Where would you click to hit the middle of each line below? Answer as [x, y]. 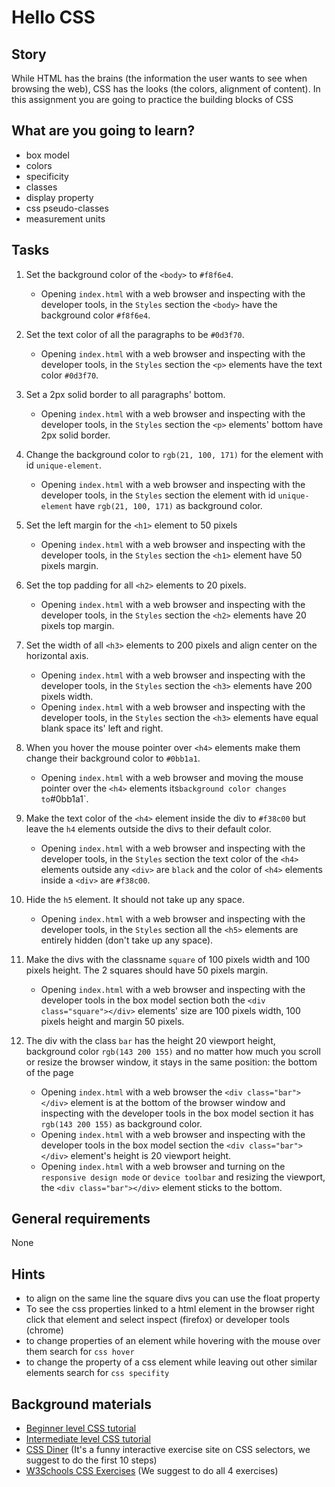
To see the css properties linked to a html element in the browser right [170, 1309]
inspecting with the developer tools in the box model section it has [177, 1113]
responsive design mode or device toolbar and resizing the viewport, [183, 1177]
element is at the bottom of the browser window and [178, 1102]
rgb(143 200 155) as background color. [121, 1123]
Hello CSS [53, 17]
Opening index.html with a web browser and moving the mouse [172, 777]
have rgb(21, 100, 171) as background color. [168, 505]
